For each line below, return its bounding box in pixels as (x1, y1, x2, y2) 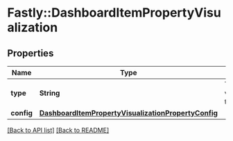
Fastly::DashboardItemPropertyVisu (7, 5, 222, 21)
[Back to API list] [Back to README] (7, 126, 110, 134)
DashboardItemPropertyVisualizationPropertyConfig (39, 108, 218, 117)
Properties (7, 47, 54, 59)
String (39, 88, 60, 98)
